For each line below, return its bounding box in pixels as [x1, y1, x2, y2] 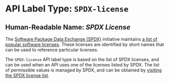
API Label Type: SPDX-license [5, 3, 129, 14]
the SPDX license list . [5, 72, 49, 78]
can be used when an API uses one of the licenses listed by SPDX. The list [5, 62, 160, 67]
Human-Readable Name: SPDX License [5, 23, 131, 31]
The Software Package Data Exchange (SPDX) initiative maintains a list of [5, 36, 158, 42]
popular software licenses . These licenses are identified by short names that [5, 41, 164, 47]
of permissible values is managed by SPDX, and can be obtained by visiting [5, 67, 162, 73]
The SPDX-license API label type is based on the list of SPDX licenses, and [5, 56, 159, 62]
